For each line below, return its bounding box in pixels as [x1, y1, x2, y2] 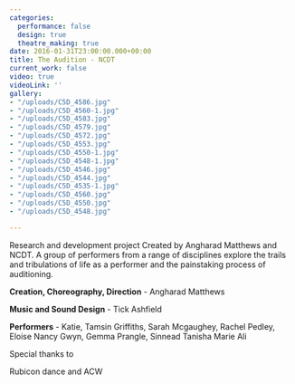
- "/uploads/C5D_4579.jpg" [9, 123, 111, 132]
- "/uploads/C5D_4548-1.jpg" [9, 156, 119, 166]
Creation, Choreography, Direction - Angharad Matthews [9, 286, 225, 297]
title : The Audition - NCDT [9, 55, 116, 64]
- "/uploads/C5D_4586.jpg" [9, 97, 111, 107]
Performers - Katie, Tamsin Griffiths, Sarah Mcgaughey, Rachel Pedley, [9, 321, 276, 331]
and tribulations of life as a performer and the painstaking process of [9, 259, 266, 270]
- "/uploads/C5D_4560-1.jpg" [9, 106, 119, 115]
